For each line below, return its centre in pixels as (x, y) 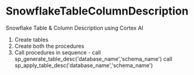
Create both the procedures (49, 46)
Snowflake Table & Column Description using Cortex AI (74, 28)
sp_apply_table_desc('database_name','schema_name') (84, 65)
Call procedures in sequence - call (57, 52)
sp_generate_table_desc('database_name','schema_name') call (93, 59)
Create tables (31, 39)
